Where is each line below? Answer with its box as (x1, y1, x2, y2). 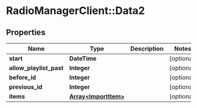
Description (130, 45, 164, 53)
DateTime (69, 54, 97, 62)
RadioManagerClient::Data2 (6, 4, 145, 18)
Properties (6, 27, 46, 37)
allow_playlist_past (9, 64, 64, 72)
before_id (9, 74, 36, 81)
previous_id (9, 83, 43, 91)
